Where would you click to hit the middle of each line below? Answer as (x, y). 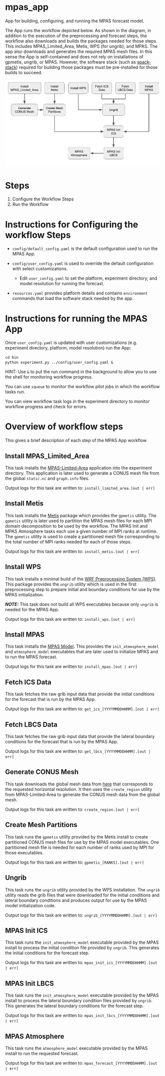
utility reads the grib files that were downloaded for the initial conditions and (82, 895)
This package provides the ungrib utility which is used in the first (71, 584)
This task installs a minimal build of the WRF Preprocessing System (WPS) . (81, 579)
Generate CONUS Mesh (42, 772)
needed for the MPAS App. (32, 609)
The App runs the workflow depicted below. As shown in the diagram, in (78, 30)
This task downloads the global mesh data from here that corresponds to (79, 784)
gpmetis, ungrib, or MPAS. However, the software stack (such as (71, 62)
